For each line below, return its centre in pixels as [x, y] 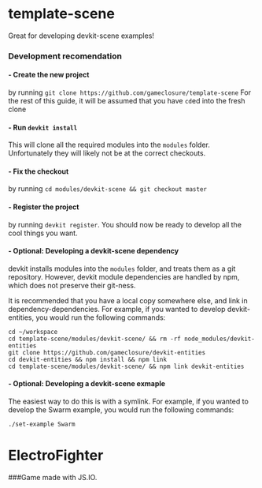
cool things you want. [43, 233]
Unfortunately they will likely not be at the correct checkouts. [107, 153]
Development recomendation [65, 56]
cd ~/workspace [33, 332]
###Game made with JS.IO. [53, 478]
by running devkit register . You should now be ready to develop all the [125, 224]
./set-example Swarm [42, 424]
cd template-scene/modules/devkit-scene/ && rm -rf [94, 339]
